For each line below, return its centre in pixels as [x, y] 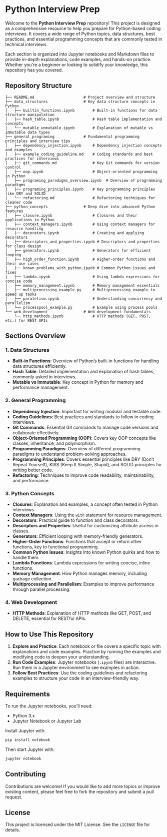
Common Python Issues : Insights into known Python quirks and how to [86, 552]
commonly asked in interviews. [44, 377]
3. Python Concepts [30, 493]
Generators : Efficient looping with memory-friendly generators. [78, 536]
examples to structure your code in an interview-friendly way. [76, 678]
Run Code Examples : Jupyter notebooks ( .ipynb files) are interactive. [84, 662]
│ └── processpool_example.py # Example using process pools [81, 307]
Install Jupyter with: [25, 730]
